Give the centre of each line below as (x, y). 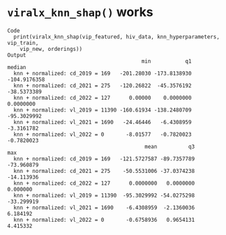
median (17, 67)
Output (17, 55)
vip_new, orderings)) (51, 49)
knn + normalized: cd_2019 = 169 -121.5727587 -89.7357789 (104, 159)
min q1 (166, 61)
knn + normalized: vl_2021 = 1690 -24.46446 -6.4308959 (103, 122)
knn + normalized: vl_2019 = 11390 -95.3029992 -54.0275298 (104, 195)
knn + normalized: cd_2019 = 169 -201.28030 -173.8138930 (103, 73)
